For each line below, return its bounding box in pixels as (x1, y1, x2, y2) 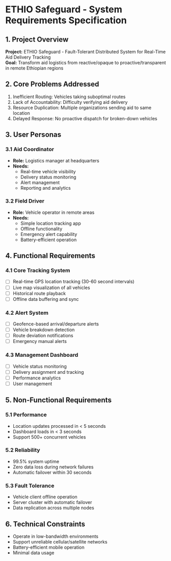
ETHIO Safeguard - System (5, 4, 122, 15)
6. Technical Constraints (5, 519, 86, 528)
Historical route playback (12, 290, 66, 296)
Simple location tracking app (20, 220, 81, 226)
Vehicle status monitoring (12, 363, 67, 369)
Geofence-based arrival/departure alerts (12, 321, 99, 327)
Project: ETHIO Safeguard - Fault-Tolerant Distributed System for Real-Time (5, 49, 166, 55)
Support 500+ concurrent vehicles (12, 433, 86, 440)
